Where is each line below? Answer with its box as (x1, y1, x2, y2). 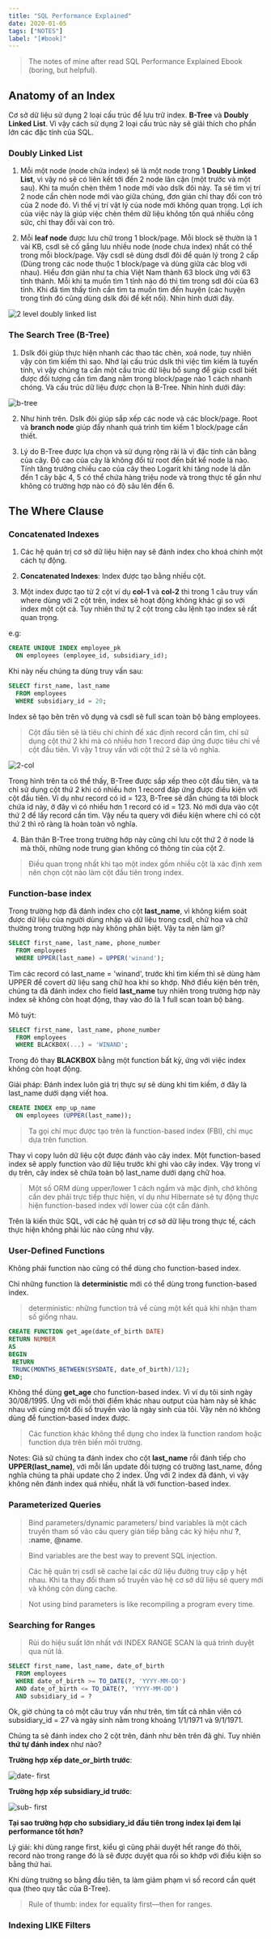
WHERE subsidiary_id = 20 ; (15, 697, 107, 705)
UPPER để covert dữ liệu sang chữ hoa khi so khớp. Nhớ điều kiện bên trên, (8, 977, 260, 987)
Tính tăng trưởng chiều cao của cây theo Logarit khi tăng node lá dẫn (19, 463, 251, 474)
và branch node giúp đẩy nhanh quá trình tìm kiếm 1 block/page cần (19, 422, 248, 432)
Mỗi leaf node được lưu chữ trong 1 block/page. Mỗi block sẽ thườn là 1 (19, 233, 257, 243)
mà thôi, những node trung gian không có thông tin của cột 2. (19, 843, 226, 853)
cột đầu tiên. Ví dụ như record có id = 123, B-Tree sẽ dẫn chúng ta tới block (8, 793, 259, 802)
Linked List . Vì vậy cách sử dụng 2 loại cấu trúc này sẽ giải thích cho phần (8, 119, 256, 129)
